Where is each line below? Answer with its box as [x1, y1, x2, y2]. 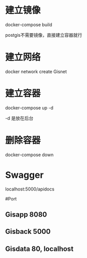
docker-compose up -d [5, 104, 54, 111]
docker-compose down [5, 152, 54, 158]
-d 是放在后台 [5, 115, 34, 121]
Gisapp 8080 [5, 210, 47, 219]
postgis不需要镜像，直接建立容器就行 [5, 32, 82, 38]
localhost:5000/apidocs [5, 186, 54, 192]
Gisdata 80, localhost [5, 244, 74, 253]
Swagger [5, 169, 44, 180]
